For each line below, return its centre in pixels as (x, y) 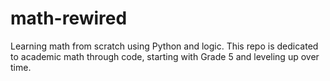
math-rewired (69, 18)
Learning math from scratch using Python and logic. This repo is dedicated (164, 46)
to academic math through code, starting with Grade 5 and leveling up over (165, 56)
